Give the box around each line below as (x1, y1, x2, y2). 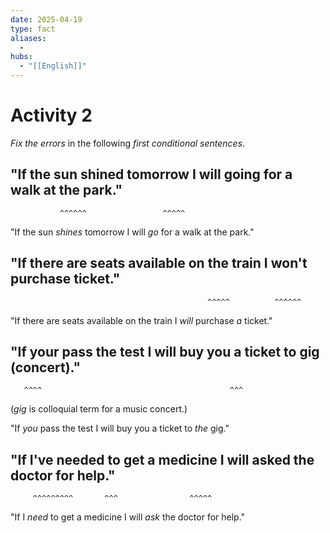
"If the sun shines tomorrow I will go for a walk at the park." (10, 226, 255, 238)
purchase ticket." (10, 271, 121, 288)
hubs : (10, 52, 33, 62)
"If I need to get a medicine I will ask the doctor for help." (10, 511, 246, 523)
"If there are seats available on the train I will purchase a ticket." (10, 314, 273, 326)
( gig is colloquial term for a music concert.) (10, 403, 188, 415)
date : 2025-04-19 (10, 14, 83, 25)
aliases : (10, 33, 47, 43)
